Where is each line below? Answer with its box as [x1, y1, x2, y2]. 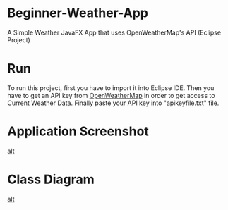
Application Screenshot [7, 123, 150, 140]
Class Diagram [7, 171, 95, 187]
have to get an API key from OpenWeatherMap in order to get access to [7, 91, 215, 99]
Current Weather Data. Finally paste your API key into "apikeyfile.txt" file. [7, 99, 220, 107]
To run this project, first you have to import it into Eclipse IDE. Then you [7, 83, 215, 92]
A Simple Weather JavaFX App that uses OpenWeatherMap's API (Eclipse [7, 28, 221, 37]
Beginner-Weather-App [7, 5, 148, 21]
